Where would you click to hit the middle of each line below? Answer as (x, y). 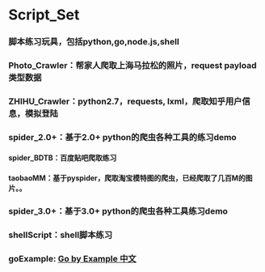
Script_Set (44, 15)
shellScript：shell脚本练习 (61, 235)
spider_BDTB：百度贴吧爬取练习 (63, 158)
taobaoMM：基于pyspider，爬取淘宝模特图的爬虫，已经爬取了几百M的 (127, 178)
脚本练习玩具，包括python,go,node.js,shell (94, 42)
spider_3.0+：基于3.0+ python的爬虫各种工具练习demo (118, 210)
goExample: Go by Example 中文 (72, 258)
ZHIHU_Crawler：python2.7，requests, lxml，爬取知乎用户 (125, 101)
